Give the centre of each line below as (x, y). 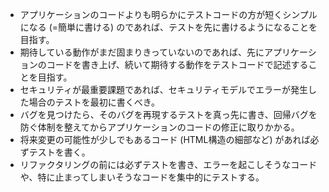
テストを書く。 (59, 152)
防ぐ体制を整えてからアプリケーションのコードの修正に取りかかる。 (159, 127)
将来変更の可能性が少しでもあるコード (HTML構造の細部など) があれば (165, 139)
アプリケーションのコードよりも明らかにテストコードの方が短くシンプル (168, 14)
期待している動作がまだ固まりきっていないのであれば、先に (142, 52)
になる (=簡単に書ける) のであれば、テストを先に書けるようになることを (168, 27)
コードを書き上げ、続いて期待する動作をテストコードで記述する (177, 64)
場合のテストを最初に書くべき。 (94, 102)
